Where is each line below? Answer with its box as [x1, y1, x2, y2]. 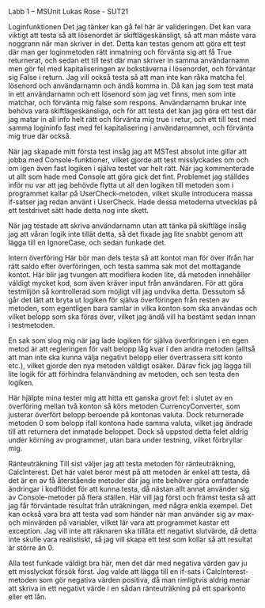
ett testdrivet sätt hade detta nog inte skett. [8, 206, 149, 215]
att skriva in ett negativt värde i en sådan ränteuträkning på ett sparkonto [8, 583, 246, 593]
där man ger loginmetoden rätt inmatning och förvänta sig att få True [8, 47, 232, 56]
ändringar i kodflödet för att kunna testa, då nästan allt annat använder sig [8, 484, 250, 493]
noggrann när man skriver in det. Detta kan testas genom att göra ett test [8, 39, 247, 48]
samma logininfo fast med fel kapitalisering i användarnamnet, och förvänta [8, 123, 255, 132]
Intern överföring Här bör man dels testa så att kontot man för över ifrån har [8, 253, 255, 262]
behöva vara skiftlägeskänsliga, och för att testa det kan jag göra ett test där [8, 106, 257, 116]
